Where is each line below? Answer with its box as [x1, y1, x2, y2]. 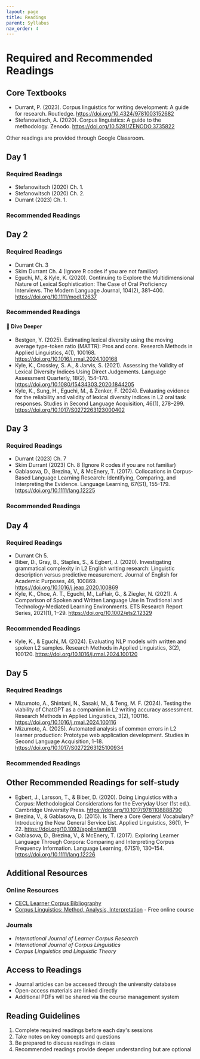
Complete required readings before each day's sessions [14, 1027, 153, 1034]
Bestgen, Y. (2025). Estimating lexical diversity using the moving [14, 336, 174, 343]
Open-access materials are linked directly [14, 987, 118, 994]
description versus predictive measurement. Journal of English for [14, 571, 178, 578]
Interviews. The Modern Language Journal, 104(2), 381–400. [14, 286, 164, 294]
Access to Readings [6, 965, 82, 975]
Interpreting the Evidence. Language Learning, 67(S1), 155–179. [14, 481, 170, 488]
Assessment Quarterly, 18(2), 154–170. [14, 374, 109, 381]
